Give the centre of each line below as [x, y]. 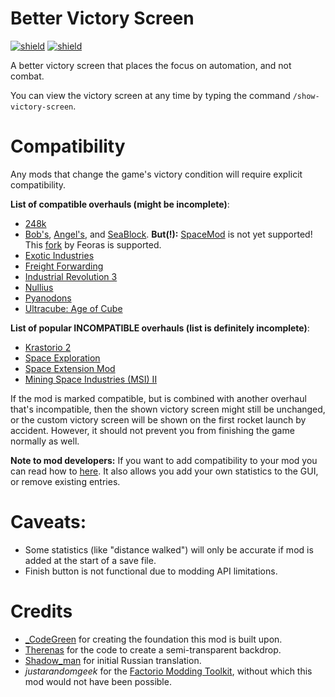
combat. [27, 76]
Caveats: [48, 522]
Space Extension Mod [70, 368]
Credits [41, 611]
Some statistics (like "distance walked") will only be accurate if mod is [169, 549]
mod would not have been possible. [98, 681]
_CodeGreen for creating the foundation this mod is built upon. [153, 639]
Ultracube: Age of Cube [73, 308]
